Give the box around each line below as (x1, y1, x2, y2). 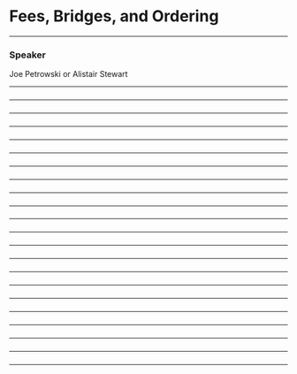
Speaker (9, 49, 46, 61)
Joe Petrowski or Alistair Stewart (9, 69, 128, 80)
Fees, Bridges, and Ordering (9, 6, 219, 27)
